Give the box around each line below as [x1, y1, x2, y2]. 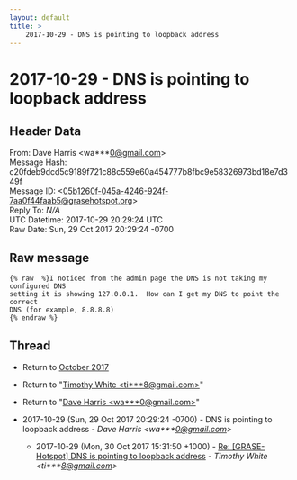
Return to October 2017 [22, 362, 110, 372]
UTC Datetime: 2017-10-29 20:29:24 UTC [9, 214, 164, 225]
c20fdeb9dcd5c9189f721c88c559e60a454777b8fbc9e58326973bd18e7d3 [9, 167, 288, 177]
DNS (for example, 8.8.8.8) [9, 305, 115, 315]
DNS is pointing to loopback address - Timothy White [70, 451, 268, 461]
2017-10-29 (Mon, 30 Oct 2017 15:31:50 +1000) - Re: [35, 441, 230, 451]
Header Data [9, 123, 82, 139]
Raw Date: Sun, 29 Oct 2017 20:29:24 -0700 [9, 224, 174, 235]
